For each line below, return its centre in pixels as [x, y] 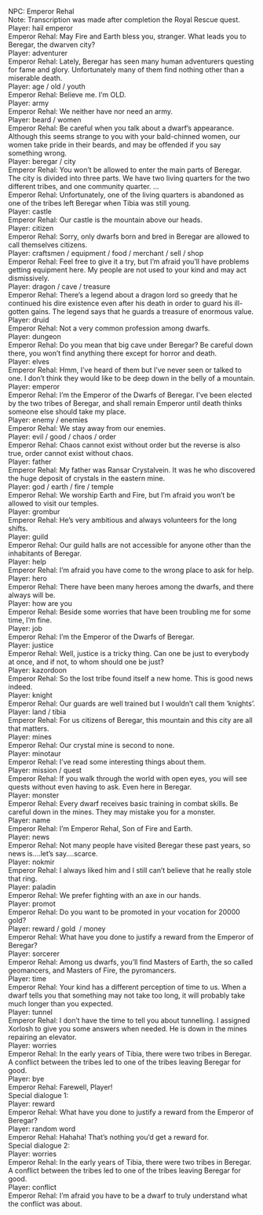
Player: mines [30, 737]
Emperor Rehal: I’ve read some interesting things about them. [107, 762]
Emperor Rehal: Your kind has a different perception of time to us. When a [128, 987]
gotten [19, 312]
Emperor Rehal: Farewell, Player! [60, 1087]
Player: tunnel [30, 1012]
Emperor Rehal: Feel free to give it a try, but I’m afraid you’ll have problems [129, 261]
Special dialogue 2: [39, 1146]
